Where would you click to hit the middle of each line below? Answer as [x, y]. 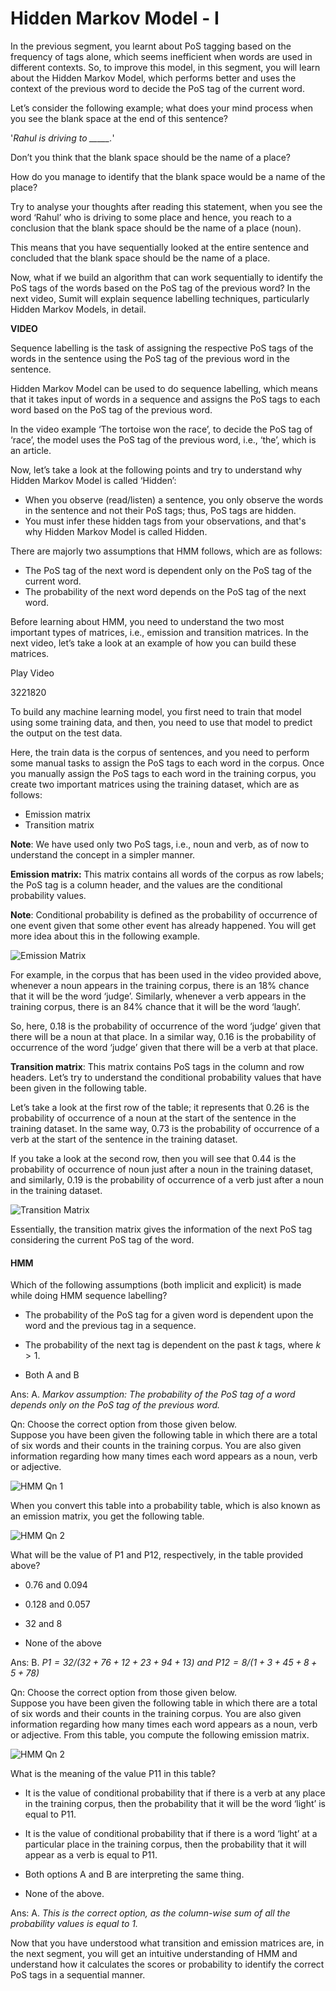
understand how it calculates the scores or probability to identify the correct [167, 1964]
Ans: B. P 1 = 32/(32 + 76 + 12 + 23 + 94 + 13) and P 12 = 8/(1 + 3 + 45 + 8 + [164, 1663]
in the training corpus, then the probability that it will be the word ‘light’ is [175, 1804]
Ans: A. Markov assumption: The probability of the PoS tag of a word [153, 1394]
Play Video [32, 673]
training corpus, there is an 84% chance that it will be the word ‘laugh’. [156, 1006]
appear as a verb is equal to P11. [91, 1855]
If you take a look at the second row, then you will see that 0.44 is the [153, 1158]
